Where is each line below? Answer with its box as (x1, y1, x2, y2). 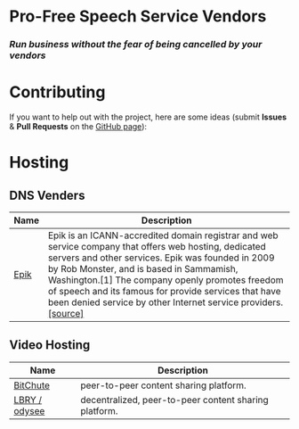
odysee (13, 404, 45, 417)
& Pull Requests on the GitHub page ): (9, 121, 148, 132)
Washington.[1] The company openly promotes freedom (47, 274, 284, 286)
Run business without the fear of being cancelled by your (9, 38, 263, 51)
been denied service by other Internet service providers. (47, 296, 284, 309)
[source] (47, 308, 85, 320)
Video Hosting (9, 337, 91, 353)
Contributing (9, 82, 106, 103)
